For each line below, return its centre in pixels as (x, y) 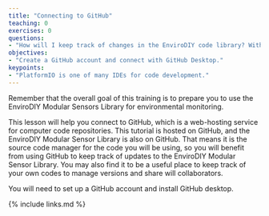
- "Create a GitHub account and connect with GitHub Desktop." (116, 61)
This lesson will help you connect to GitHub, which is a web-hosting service (133, 122)
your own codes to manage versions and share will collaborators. (116, 173)
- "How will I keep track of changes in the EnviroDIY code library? (127, 46)
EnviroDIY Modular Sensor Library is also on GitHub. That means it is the (128, 139)
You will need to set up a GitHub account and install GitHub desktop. (121, 188)
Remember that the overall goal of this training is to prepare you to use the (131, 98)
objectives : (28, 53)
